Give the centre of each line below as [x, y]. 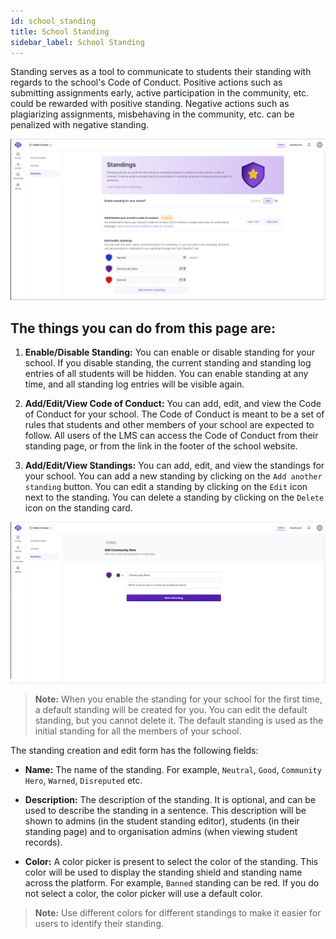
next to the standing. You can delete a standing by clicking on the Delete [174, 497]
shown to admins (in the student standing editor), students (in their [162, 821]
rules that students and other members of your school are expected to [169, 425]
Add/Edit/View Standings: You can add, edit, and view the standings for [174, 466]
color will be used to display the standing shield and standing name [163, 872]
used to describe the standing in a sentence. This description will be [165, 810]
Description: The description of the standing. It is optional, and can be [170, 799]
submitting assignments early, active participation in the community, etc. [160, 93]
